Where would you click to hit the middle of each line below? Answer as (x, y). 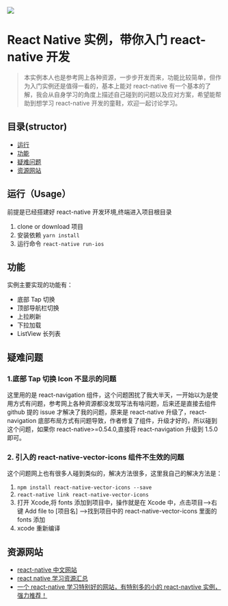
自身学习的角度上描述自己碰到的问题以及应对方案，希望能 (134, 94)
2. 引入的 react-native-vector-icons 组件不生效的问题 (96, 457)
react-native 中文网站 (47, 570)
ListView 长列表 (39, 334)
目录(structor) (37, 127)
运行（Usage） (39, 194)
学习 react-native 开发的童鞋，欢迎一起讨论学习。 (112, 103)
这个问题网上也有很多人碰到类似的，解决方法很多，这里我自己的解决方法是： (115, 474)
